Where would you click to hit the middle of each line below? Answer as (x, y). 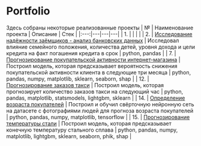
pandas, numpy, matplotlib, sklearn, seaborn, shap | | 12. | (78, 79)
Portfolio (28, 11)
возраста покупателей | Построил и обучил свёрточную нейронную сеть (100, 104)
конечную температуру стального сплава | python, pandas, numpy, (92, 130)
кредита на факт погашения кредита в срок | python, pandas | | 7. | (91, 53)
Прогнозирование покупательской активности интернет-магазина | (94, 59)
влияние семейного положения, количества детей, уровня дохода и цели (101, 47)
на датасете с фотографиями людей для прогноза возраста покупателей (100, 111)
